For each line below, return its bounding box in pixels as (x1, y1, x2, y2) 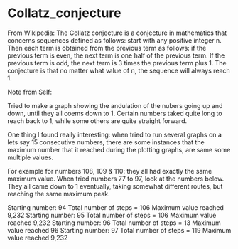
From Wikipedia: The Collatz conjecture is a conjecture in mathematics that (7, 28, 227, 37)
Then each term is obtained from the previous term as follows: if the (7, 43, 207, 52)
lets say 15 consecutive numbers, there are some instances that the (7, 137, 205, 147)
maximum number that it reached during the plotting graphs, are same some (7, 145, 231, 154)
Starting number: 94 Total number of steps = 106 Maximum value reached (7, 203, 224, 211)
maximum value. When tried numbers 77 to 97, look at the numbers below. (7, 174, 225, 183)
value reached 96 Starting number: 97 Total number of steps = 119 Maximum (7, 226, 232, 234)
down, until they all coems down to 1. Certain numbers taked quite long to (7, 109, 222, 117)
